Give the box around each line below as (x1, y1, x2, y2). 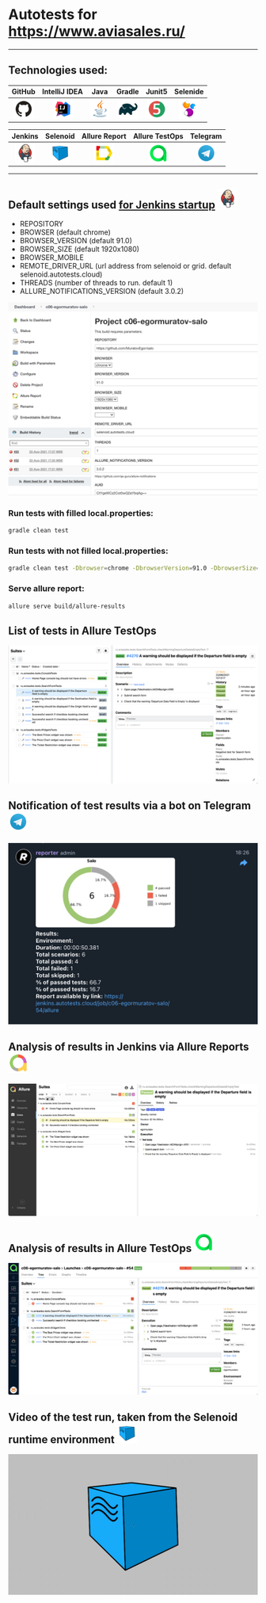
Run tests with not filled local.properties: (8, 545, 169, 556)
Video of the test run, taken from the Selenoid (8, 1410, 238, 1424)
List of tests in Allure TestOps (8, 624, 157, 637)
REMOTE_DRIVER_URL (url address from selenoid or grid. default (19, 261, 232, 271)
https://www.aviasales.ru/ (8, 22, 186, 40)
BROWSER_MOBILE (19, 253, 85, 262)
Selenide (173, 87, 204, 97)
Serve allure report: (8, 583, 85, 594)
